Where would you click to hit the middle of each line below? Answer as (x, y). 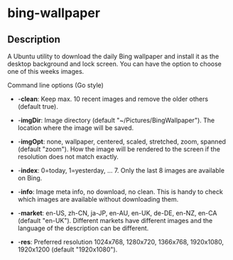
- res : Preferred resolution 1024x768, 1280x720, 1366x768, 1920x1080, (120, 242)
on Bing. (30, 178)
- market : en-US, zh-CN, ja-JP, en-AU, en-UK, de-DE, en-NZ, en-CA (117, 213)
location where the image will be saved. (75, 128)
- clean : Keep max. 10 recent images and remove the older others (113, 99)
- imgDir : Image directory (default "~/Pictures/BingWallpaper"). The (116, 120)
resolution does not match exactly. (68, 157)
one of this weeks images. (46, 71)
